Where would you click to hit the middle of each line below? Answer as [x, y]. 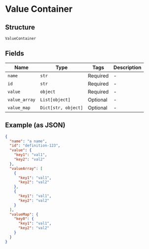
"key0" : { [24, 219]
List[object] [55, 100]
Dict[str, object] [62, 108]
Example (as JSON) [35, 125]
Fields [15, 53]
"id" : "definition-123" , [35, 146]
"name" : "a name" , [29, 141]
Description [127, 67]
